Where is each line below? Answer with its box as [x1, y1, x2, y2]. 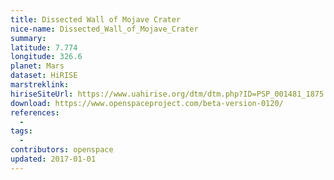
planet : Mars [10, 61, 65, 71]
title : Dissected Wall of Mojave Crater [10, 14, 182, 25]
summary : [10, 33, 47, 43]
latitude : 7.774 [10, 42, 78, 53]
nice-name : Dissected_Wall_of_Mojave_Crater [10, 24, 199, 34]
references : [10, 107, 60, 118]
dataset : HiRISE [10, 71, 78, 81]
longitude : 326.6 [10, 52, 83, 62]
